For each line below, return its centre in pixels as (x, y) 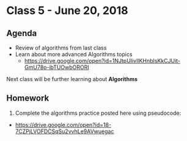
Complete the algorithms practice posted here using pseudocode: (98, 113)
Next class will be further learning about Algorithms (72, 79)
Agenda (22, 33)
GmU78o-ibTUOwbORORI (57, 67)
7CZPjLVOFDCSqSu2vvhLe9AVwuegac (64, 131)
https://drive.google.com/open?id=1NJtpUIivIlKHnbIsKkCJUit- (102, 61)
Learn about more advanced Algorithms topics (74, 54)
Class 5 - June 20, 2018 (67, 11)
